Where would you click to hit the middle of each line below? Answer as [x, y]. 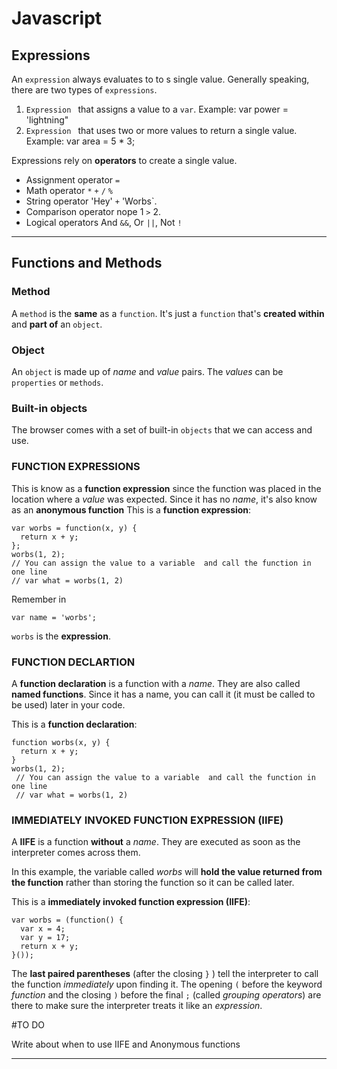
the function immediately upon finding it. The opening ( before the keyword [167, 984]
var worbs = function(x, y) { [74, 528]
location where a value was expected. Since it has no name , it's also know [164, 499]
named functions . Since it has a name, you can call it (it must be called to [163, 694]
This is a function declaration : [74, 724]
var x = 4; [43, 929]
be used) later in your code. [68, 704]
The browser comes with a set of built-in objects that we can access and [162, 430]
